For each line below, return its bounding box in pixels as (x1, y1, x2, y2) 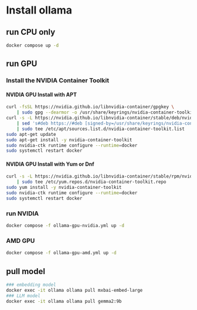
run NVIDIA (6, 209, 39, 218)
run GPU (6, 59, 38, 69)
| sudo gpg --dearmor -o (16, 109, 77, 115)
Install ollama (6, 4, 72, 17)
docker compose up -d (6, 42, 59, 48)
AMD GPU (6, 236, 35, 245)
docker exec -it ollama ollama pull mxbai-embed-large (6, 287, 143, 293)
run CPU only (6, 27, 56, 37)
